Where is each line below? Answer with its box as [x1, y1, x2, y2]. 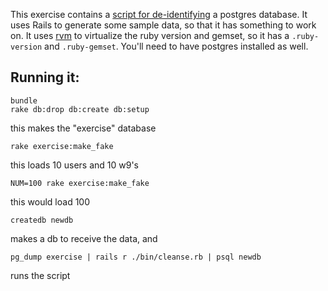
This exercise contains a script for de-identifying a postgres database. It [10, 9, 308, 20]
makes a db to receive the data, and [10, 232, 158, 244]
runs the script [10, 269, 71, 281]
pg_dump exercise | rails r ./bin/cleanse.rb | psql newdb [10, 252, 262, 262]
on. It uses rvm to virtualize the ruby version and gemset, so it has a [10, 30, 290, 41]
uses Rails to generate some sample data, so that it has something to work [10, 19, 317, 31]
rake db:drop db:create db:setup [10, 104, 150, 114]
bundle [10, 95, 38, 106]
